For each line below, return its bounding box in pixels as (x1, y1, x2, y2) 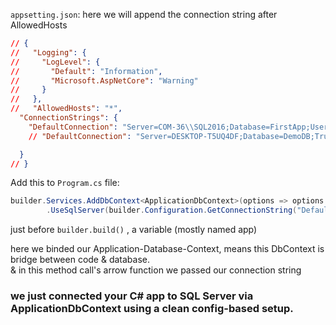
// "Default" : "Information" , (10, 66, 163, 76)
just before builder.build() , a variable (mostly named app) (10, 224, 258, 236)
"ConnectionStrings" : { (19, 113, 118, 123)
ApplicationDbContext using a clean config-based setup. (10, 302, 294, 316)
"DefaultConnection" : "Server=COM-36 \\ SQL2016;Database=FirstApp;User (28, 122, 329, 132)
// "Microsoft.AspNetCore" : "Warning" (10, 75, 199, 86)
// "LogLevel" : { (10, 57, 101, 67)
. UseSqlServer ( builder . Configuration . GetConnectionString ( (46, 205, 298, 216)
